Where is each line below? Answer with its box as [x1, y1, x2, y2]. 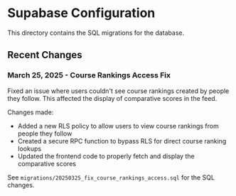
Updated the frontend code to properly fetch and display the [17, 151, 195, 160]
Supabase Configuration [7, 5, 156, 21]
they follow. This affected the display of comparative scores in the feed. [7, 94, 218, 102]
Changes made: [7, 108, 54, 116]
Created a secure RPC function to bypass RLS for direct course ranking [17, 136, 227, 145]
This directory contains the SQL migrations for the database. [7, 28, 185, 37]
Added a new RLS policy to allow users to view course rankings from [17, 121, 219, 130]
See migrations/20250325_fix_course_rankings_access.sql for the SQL [7, 173, 215, 182]
